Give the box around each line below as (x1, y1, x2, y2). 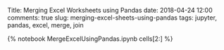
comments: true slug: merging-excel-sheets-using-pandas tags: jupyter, (7, 13, 217, 22)
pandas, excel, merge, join (7, 21, 84, 29)
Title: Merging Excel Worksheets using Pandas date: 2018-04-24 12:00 (7, 6, 213, 14)
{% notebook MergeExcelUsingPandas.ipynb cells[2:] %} (7, 35, 173, 43)
